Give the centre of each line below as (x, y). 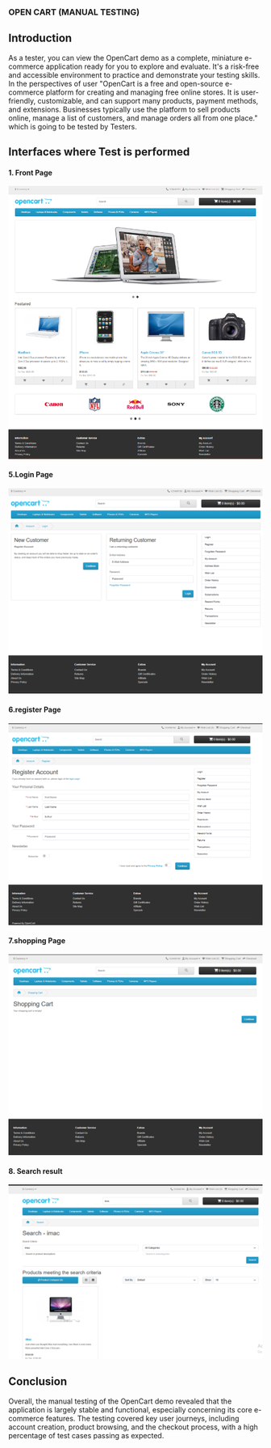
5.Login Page (31, 475)
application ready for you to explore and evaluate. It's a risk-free (152, 66)
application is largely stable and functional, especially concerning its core (130, 1409)
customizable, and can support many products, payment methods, (148, 100)
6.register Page (35, 709)
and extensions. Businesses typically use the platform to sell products (124, 109)
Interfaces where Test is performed (99, 152)
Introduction (40, 38)
